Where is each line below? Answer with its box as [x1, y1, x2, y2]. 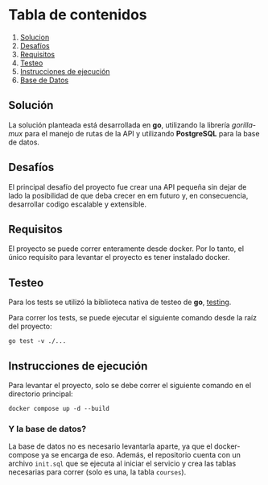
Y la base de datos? [8, 423, 87, 434]
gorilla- [232, 119, 256, 130]
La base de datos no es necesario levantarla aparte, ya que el [8, 441, 213, 451]
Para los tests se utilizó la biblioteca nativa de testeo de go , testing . [8, 297, 232, 307]
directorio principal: [8, 389, 74, 399]
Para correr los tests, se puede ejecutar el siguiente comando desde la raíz [8, 313, 258, 323]
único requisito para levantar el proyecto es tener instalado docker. [8, 253, 230, 262]
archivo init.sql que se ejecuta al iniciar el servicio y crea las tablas [8, 458, 237, 469]
